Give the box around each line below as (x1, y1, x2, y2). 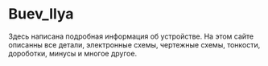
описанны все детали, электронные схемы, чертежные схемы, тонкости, (8, 39, 261, 49)
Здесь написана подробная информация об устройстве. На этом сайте (8, 31, 254, 41)
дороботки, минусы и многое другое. (8, 48, 138, 58)
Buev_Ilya (8, 5, 74, 23)
